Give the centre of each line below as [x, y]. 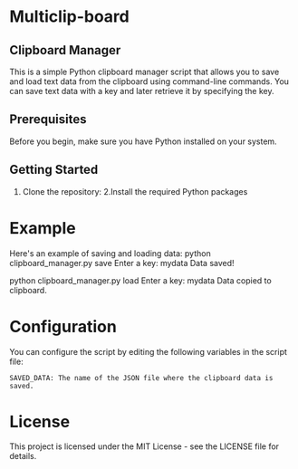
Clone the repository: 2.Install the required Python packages [135, 191]
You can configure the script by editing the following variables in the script [149, 351]
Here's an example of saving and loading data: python [110, 253]
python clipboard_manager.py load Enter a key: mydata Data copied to [140, 280]
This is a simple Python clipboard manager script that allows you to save [144, 72]
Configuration [63, 326]
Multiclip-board [69, 17]
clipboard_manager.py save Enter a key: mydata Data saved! [122, 263]
